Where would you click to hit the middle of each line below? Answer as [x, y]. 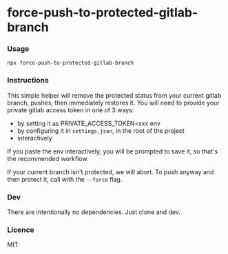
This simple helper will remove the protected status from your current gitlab [114, 95]
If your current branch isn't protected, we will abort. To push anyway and [111, 172]
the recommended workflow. [48, 158]
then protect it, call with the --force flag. [65, 179]
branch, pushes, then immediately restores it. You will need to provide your [113, 103]
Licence [21, 230]
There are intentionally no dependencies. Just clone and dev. [94, 212]
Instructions [28, 81]
